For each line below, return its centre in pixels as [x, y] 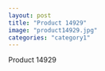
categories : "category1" [49, 37]
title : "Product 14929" [48, 23]
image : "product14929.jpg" [53, 30]
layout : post [30, 15]
